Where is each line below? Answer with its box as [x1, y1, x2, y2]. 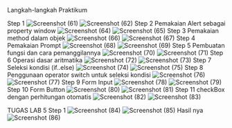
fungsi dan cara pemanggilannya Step [7, 48, 224, 57]
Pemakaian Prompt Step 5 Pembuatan [7, 42, 225, 49]
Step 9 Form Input [61, 78, 113, 86]
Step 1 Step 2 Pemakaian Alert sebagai [7, 19, 226, 27]
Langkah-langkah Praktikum [7, 6, 88, 14]
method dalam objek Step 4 [7, 34, 196, 42]
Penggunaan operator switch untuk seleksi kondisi [7, 71, 151, 79]
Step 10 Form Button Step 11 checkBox [7, 86, 225, 93]
